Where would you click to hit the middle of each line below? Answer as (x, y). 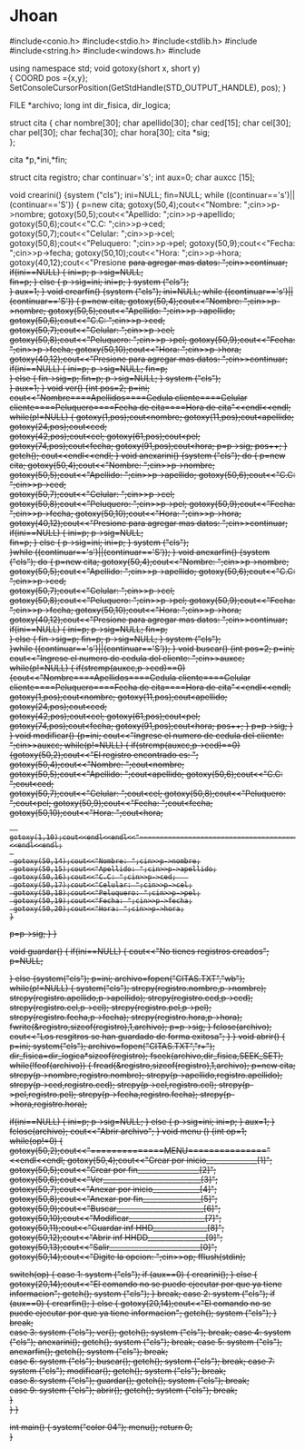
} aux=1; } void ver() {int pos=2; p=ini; (79, 388)
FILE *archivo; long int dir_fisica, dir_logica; (90, 104)
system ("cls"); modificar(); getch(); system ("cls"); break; (118, 1371)
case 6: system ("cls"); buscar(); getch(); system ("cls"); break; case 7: (142, 1361)
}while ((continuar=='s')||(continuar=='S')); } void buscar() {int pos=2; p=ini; (152, 648)
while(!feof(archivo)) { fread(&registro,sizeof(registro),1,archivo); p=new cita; (152, 1065)
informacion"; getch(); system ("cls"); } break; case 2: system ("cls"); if (143, 1293)
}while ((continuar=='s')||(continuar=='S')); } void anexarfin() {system (140, 551)
